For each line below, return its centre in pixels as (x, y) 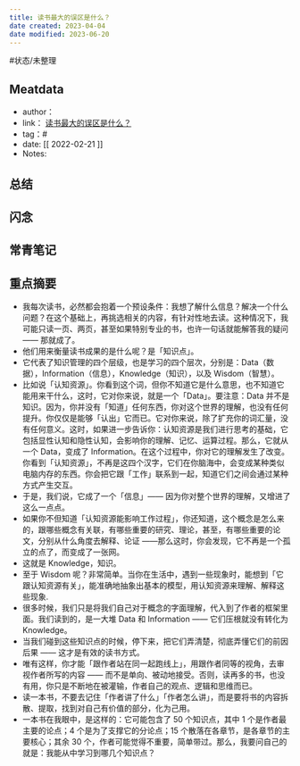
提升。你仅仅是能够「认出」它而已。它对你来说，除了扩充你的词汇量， (151, 418)
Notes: (34, 154)
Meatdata (37, 89)
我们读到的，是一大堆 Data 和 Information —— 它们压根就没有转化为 (163, 619)
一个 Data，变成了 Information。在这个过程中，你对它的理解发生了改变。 (156, 452)
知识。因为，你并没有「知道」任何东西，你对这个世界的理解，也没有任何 (155, 407)
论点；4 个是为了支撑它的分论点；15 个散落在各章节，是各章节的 (164, 731)
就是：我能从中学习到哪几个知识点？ (89, 753)
